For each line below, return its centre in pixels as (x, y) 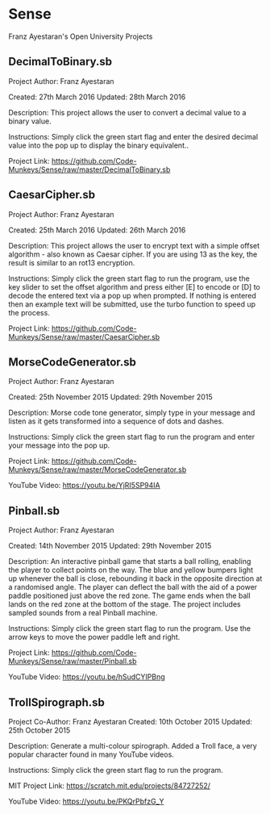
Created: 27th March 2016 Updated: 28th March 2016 (97, 97)
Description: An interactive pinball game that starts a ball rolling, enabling (130, 561)
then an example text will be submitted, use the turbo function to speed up (132, 304)
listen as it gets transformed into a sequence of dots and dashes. (116, 421)
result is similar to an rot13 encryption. (72, 262)
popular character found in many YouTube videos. (91, 754)
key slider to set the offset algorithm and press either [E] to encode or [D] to (134, 286)
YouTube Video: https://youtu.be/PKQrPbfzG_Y (86, 801)
